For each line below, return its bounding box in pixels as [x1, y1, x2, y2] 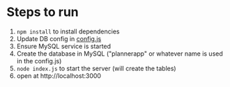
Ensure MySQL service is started [16, 42, 112, 50]
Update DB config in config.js [16, 34, 102, 42]
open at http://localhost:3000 [16, 71, 102, 80]
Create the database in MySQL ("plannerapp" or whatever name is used [16, 49, 224, 58]
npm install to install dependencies [16, 27, 120, 35]
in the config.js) [16, 56, 62, 65]
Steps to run [6, 4, 79, 20]
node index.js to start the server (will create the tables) [16, 64, 176, 72]
